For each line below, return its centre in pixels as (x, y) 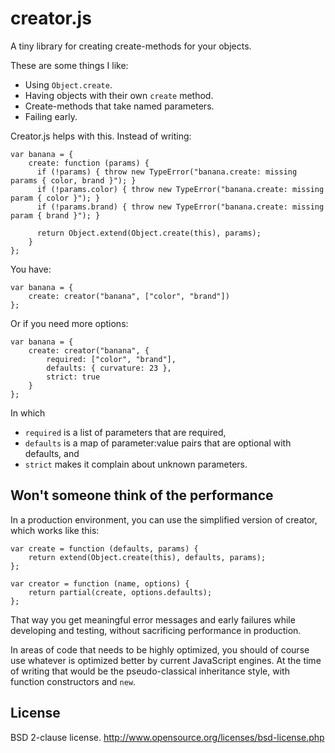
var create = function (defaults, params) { (104, 548)
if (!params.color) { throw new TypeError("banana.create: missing (180, 189)
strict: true (73, 377)
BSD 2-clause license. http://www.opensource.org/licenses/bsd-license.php (167, 737)
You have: (31, 269)
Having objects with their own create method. (119, 95)
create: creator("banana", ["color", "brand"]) (129, 296)
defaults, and (52, 453)
